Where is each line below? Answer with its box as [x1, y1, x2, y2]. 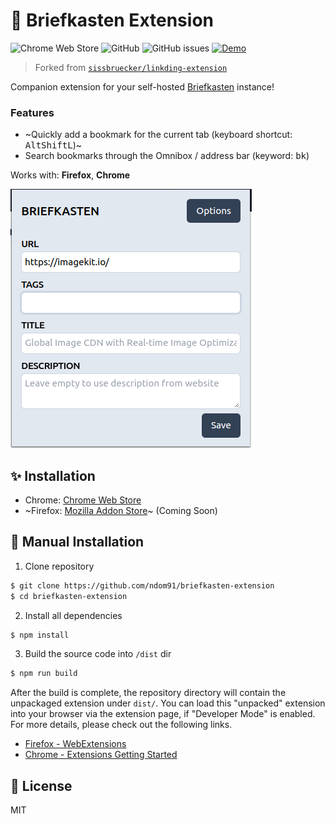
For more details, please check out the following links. [10, 719, 233, 731]
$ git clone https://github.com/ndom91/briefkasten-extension [10, 580, 275, 591]
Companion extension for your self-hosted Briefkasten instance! [10, 80, 275, 93]
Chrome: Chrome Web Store [24, 494, 142, 506]
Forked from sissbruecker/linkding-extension [34, 61, 228, 73]
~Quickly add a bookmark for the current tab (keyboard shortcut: [24, 129, 293, 141]
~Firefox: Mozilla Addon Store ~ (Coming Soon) [24, 505, 218, 517]
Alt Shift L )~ [24, 139, 83, 151]
